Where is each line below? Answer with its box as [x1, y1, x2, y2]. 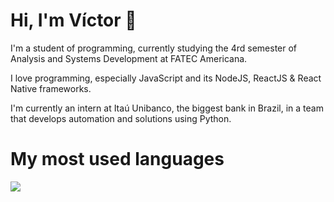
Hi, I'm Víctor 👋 [10, 9, 137, 32]
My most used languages [10, 148, 225, 171]
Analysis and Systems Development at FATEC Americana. [10, 52, 248, 64]
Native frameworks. [10, 82, 92, 94]
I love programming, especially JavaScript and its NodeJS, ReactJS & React [10, 72, 322, 84]
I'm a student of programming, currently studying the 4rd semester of [10, 42, 298, 54]
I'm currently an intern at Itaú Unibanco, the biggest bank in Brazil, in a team [10, 102, 324, 114]
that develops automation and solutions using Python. [10, 112, 232, 124]
